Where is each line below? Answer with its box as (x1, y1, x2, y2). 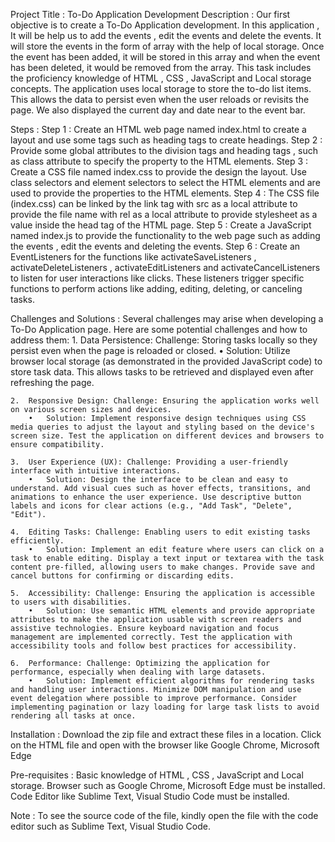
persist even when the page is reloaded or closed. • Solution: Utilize (10, 345, 291, 356)
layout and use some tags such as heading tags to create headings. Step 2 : (10, 134, 323, 146)
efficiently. (10, 536, 65, 546)
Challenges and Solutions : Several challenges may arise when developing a (10, 313, 324, 324)
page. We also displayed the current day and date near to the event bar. (10, 104, 306, 116)
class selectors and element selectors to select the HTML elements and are (10, 177, 321, 188)
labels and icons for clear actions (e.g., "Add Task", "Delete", (10, 501, 293, 511)
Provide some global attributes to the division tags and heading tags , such (10, 145, 318, 156)
